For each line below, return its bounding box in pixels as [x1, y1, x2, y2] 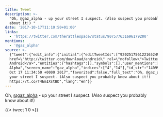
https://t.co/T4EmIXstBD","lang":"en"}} [9, 79, 92, 84]
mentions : [5, 39, 25, 44]
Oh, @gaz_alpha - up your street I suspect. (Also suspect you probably [5, 92, 147, 98]
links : [5, 29, 18, 34]
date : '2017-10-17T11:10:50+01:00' [5, 25, 77, 30]
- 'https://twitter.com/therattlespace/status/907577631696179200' [9, 34, 149, 39]
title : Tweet [5, 7, 32, 12]
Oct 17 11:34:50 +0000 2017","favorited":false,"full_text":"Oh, [9, 70, 145, 75]
